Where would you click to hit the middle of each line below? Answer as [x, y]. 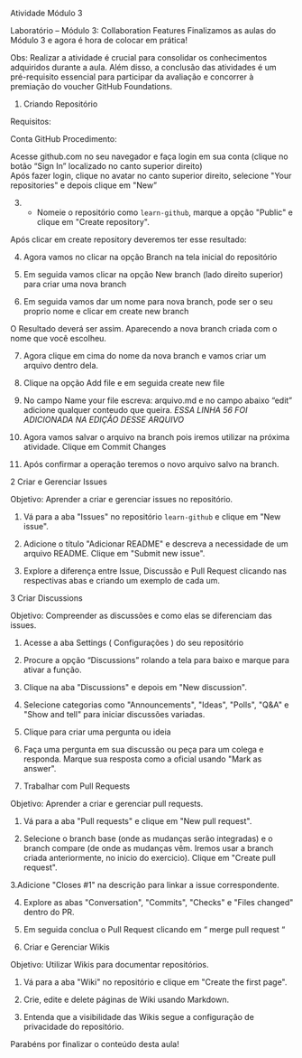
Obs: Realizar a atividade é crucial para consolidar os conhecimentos [139, 57]
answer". [40, 768]
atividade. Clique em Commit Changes [95, 447]
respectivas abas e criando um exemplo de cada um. [121, 580]
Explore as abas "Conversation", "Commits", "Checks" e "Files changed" [158, 902]
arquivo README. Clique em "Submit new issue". [114, 553]
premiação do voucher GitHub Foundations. [92, 86]
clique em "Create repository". [93, 222]
